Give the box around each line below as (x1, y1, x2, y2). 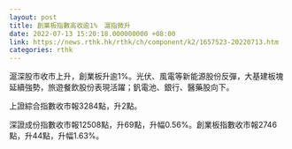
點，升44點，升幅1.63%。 (9, 130, 104, 141)
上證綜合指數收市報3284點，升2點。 (9, 101, 142, 111)
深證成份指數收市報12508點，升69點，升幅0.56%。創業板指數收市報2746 (9, 120, 277, 130)
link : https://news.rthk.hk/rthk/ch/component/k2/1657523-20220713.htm (9, 37, 279, 47)
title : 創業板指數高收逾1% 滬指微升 (9, 21, 131, 30)
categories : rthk (9, 46, 73, 55)
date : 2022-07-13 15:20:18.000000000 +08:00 (9, 29, 176, 38)
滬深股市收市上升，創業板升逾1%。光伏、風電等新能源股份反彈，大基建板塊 (9, 71, 284, 82)
